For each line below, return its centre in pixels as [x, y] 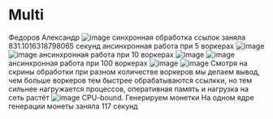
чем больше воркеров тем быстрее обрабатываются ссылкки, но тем [130, 80]
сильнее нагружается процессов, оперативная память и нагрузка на [129, 89]
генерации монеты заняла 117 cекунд [73, 106]
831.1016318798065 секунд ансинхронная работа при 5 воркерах [121, 45]
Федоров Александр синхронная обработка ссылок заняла [127, 37]
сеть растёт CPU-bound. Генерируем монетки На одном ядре [131, 97]
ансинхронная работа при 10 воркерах [107, 54]
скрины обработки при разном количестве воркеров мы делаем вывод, [134, 71]
